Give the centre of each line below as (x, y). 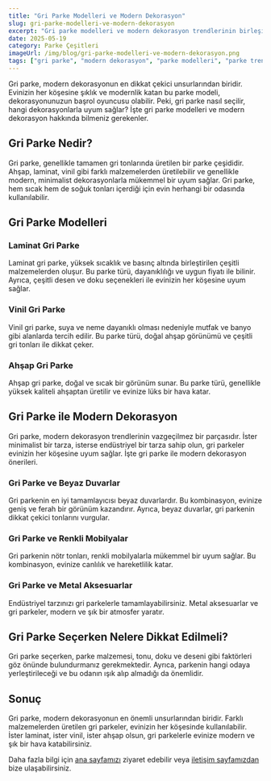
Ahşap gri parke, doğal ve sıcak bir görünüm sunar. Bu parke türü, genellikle (134, 382)
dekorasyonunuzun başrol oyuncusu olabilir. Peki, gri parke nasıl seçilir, (127, 101)
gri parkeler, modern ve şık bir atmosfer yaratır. (87, 612)
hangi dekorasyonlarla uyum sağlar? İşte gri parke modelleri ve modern (127, 109)
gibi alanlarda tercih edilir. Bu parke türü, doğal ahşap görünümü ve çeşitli (130, 336)
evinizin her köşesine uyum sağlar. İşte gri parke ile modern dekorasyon (128, 453)
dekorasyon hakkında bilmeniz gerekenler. (79, 118)
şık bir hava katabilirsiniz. (50, 744)
